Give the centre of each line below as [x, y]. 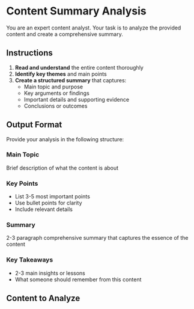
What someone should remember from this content [78, 279]
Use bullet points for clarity [48, 203]
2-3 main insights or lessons [50, 273]
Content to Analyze [43, 298]
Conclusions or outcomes [56, 106]
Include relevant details [44, 209]
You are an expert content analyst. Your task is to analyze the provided [94, 28]
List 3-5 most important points [52, 197]
